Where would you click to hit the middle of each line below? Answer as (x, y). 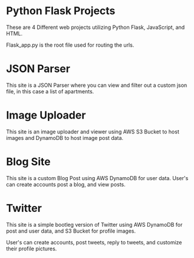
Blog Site (29, 162)
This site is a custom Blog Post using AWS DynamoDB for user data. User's (97, 178)
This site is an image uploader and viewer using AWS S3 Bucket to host (93, 132)
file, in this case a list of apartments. (50, 91)
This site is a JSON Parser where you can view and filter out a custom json (97, 85)
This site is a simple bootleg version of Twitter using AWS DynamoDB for (94, 224)
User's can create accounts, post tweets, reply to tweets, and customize (94, 242)
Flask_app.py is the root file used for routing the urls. (70, 45)
